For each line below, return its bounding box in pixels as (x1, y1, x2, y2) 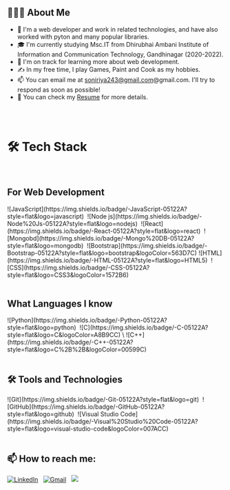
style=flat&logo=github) (7, 410, 74, 418)
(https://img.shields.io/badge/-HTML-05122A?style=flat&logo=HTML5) (7, 256, 208, 264)
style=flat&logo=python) (7, 323, 77, 331)
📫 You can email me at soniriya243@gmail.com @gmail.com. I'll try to (17, 75, 216, 83)
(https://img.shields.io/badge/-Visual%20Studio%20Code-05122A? (7, 418, 198, 426)
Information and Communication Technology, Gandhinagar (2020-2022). (17, 50, 224, 59)
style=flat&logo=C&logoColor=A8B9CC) (7, 331, 121, 339)
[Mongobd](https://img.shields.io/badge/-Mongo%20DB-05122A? (7, 234, 195, 242)
